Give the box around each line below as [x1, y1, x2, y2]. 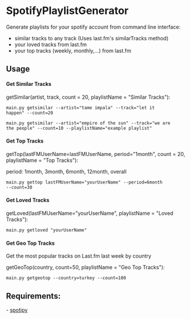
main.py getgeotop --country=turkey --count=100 [6, 275, 126, 281]
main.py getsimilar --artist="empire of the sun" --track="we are [6, 120, 171, 126]
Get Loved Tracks [6, 197, 49, 204]
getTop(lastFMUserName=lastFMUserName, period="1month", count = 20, [6, 150, 185, 157]
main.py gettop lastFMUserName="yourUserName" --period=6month [6, 179, 163, 185]
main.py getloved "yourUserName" [6, 227, 87, 233]
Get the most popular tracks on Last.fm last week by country [6, 252, 151, 259]
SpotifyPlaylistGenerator [6, 4, 129, 18]
